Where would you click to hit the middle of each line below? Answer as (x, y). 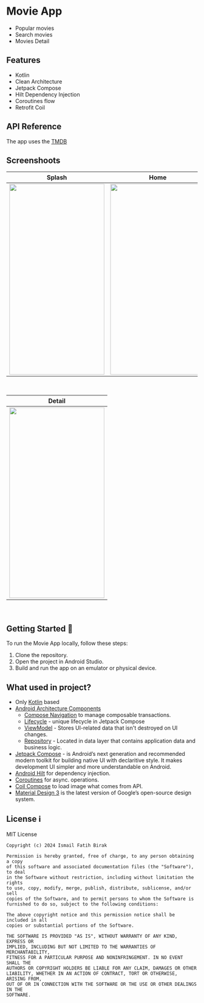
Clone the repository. (41, 655)
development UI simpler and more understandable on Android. (93, 767)
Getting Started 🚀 (40, 629)
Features (23, 60)
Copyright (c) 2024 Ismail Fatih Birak (57, 845)
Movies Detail (32, 41)
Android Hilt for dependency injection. (63, 773)
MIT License (22, 834)
